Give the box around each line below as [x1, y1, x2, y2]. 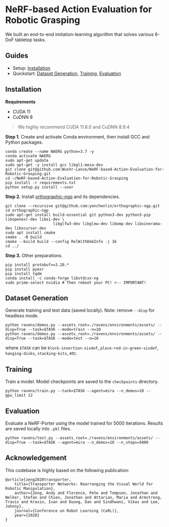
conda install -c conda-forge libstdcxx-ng [5, 275, 99, 281]
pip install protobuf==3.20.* [5, 262, 70, 267]
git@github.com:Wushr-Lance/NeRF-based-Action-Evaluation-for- [27, 167, 165, 172]
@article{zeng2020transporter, [5, 477, 72, 482]
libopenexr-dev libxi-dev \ [5, 216, 65, 222]
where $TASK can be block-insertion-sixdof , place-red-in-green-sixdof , [5, 345, 159, 351]
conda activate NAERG [5, 153, 51, 158]
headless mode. [5, 313, 39, 319]
